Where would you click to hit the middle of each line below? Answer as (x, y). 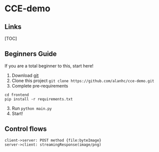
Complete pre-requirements (40, 86)
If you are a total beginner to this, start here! (49, 66)
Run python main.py (32, 108)
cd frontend (17, 95)
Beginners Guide (31, 54)
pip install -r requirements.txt (39, 99)
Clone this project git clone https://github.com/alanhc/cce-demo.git (83, 80)
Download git (25, 75)
